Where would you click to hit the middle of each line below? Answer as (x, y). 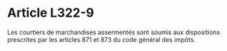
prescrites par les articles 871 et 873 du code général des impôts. (101, 39)
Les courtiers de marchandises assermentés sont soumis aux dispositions (113, 32)
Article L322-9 (51, 13)
